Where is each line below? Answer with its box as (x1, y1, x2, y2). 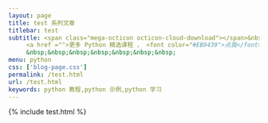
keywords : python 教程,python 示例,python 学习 (8, 85, 162, 94)
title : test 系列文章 (8, 19, 76, 27)
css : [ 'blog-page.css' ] (8, 63, 88, 71)
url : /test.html (8, 78, 62, 86)
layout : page (8, 11, 52, 20)
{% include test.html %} (8, 107, 87, 117)
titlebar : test (8, 26, 59, 34)
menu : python (8, 56, 52, 64)
